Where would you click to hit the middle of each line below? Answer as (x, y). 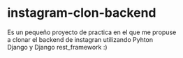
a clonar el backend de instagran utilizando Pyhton (80, 39)
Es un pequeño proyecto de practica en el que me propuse (92, 32)
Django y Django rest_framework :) (57, 47)
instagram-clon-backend (82, 13)
